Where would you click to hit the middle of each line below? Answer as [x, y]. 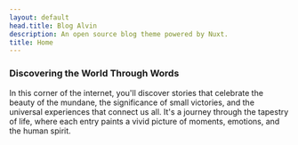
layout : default [39, 17]
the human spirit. [40, 131]
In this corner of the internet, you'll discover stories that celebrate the [137, 93]
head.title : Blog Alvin [53, 26]
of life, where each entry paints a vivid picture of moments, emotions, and [145, 121]
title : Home [31, 42]
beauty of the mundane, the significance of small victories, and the [132, 102]
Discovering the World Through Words [94, 74]
